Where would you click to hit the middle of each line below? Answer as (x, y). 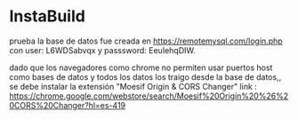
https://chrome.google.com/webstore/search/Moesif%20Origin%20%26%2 (149, 96)
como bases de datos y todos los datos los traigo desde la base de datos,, (145, 76)
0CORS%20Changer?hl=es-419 (68, 105)
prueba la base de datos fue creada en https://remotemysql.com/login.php (146, 41)
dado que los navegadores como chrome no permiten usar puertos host (141, 67)
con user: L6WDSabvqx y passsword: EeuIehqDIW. (102, 50)
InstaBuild (48, 16)
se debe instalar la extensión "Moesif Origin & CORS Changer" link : (133, 86)
